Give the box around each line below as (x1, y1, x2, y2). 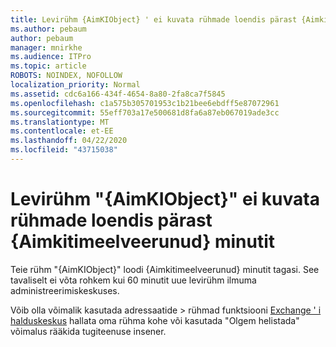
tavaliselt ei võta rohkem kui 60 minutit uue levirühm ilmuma (10, 274, 257, 286)
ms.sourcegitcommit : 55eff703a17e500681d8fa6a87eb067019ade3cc (10, 107, 280, 118)
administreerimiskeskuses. (10, 284, 120, 296)
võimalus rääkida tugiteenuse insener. (10, 325, 167, 337)
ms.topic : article (10, 61, 87, 71)
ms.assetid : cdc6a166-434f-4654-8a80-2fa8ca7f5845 (10, 89, 226, 99)
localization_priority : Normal (10, 80, 141, 90)
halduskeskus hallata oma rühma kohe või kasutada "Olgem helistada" (10, 314, 300, 326)
